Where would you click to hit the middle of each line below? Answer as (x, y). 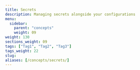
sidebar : (18, 23)
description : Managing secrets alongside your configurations (70, 14)
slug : (11, 55)
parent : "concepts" (34, 28)
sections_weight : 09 (26, 42)
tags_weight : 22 (22, 51)
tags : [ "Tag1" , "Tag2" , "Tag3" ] (38, 46)
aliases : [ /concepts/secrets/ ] (37, 60)
